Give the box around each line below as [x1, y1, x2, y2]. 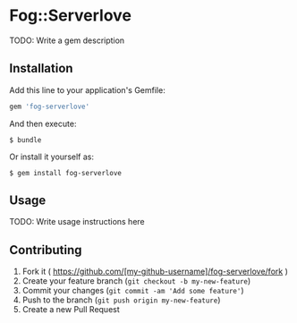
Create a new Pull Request [21, 304, 121, 315]
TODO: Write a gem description [9, 35, 125, 46]
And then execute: [9, 118, 77, 129]
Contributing [9, 242, 82, 258]
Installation [9, 61, 73, 76]
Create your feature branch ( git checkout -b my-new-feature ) [21, 276, 251, 286]
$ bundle [9, 135, 42, 144]
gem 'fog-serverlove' [9, 102, 90, 111]
